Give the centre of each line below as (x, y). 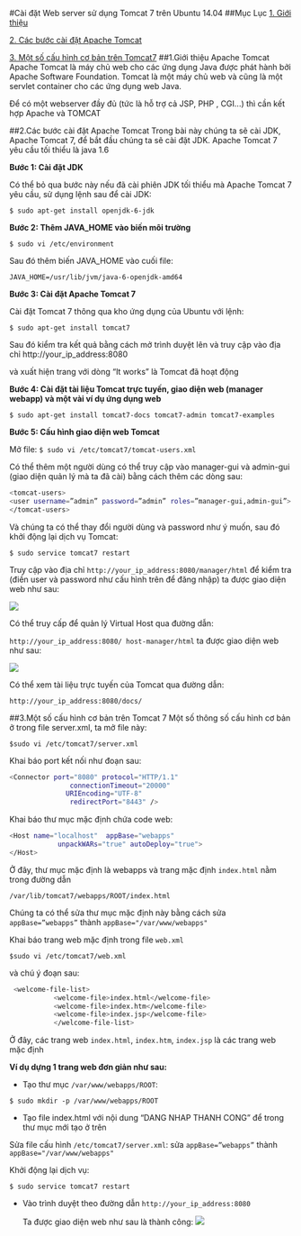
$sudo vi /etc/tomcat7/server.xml (74, 744)
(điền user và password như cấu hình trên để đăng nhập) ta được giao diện (148, 579)
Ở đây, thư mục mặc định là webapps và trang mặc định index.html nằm (143, 869)
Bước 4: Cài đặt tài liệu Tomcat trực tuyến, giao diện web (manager (136, 389)
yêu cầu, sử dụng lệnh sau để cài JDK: (80, 194)
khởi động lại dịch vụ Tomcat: (64, 536)
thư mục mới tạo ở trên (64, 1127)
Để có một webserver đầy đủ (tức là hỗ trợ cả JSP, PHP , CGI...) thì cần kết (147, 104)
